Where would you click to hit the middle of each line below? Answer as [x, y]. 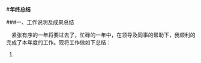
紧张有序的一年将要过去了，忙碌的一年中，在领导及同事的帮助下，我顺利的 [103, 35]
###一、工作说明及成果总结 [40, 22]
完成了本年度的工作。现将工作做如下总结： [59, 42]
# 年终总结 [19, 9]
